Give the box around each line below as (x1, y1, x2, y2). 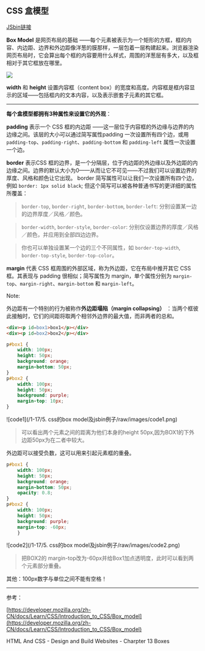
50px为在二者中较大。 (32, 436, 88, 444)
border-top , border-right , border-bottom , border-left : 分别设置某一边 (21, 203, 197, 210)
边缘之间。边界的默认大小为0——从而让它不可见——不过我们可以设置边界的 (6, 166, 197, 174)
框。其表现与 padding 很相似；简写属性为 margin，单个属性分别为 (6, 272, 172, 280)
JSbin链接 (6, 23, 32, 31)
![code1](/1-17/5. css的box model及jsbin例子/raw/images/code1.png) (6, 415, 178, 423)
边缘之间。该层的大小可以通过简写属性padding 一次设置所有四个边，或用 (6, 130, 189, 138)
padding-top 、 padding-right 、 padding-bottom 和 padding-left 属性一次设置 (6, 138, 196, 146)
